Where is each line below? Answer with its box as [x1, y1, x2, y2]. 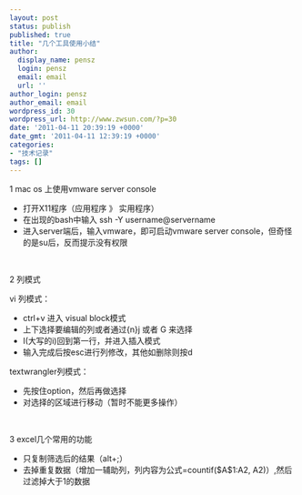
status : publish [9, 22, 71, 31]
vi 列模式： [9, 293, 51, 304]
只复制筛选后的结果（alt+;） [22, 452, 128, 464]
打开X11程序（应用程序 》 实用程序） [22, 202, 159, 214]
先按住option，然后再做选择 [22, 385, 127, 396]
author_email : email [9, 97, 88, 107]
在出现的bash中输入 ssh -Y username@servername [22, 214, 216, 225]
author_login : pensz [9, 89, 88, 98]
